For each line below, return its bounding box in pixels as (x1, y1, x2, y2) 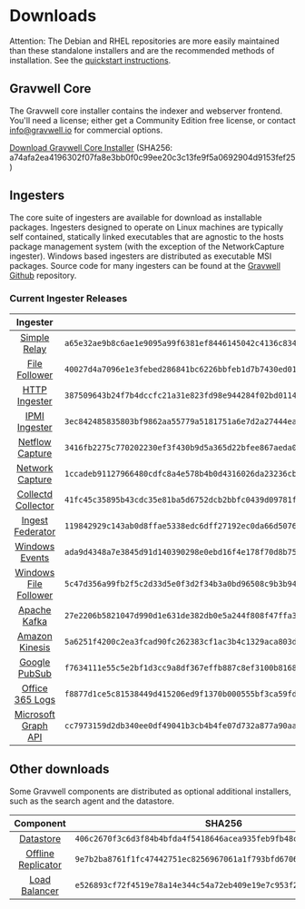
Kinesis (19, 641, 51, 654)
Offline (25, 846, 54, 859)
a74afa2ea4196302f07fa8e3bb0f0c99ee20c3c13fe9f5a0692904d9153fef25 (9, 152, 296, 163)
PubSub (17, 667, 52, 679)
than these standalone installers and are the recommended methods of (9, 44, 275, 55)
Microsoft (14, 707, 56, 720)
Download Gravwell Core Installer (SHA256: (9, 142, 173, 153)
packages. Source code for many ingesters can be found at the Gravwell (9, 260, 281, 271)
